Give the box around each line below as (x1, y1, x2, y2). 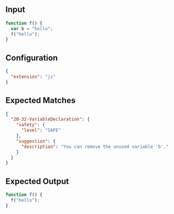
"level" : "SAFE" (21, 127, 61, 134)
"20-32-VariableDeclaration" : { (11, 117, 91, 123)
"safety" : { (16, 122, 45, 128)
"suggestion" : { (16, 138, 56, 144)
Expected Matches (5, 96, 76, 106)
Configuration (5, 53, 58, 63)
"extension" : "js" (11, 74, 56, 80)
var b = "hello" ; (11, 26, 53, 32)
